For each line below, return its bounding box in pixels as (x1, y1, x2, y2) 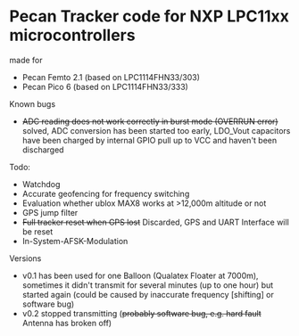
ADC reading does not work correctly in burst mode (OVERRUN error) (21, 116, 278, 127)
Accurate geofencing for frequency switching (21, 188, 190, 199)
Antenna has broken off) (21, 317, 112, 328)
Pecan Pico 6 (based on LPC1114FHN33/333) (21, 81, 189, 92)
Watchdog (21, 178, 61, 189)
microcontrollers (9, 25, 136, 45)
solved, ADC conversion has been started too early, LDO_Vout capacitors (21, 125, 291, 135)
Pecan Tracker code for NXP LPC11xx (9, 6, 290, 27)
